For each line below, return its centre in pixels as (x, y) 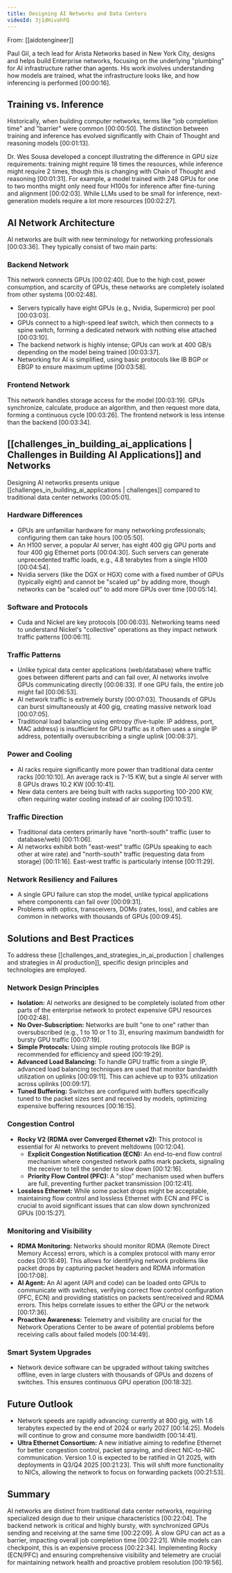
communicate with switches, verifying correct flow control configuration (120, 1290)
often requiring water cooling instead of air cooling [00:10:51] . (105, 799)
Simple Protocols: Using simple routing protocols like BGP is (104, 1047)
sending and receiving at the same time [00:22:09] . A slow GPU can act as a (116, 1533)
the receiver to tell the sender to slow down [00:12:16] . (105, 1169)
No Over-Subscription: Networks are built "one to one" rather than (113, 1025)
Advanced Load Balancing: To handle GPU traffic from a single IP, (112, 1062)
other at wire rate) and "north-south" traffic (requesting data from (111, 854)
